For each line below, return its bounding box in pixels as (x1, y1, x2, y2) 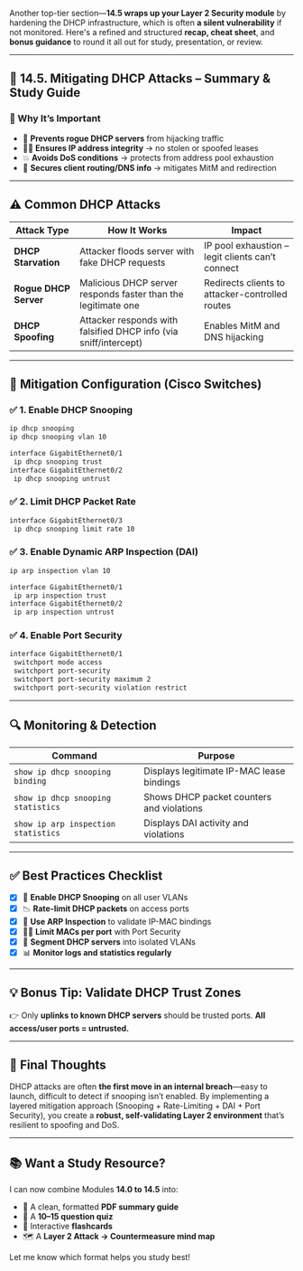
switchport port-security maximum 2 (13, 675, 151, 684)
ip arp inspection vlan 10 (9, 566, 111, 575)
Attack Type (15, 223, 69, 236)
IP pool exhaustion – (204, 239, 289, 251)
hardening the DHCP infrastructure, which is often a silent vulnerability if (9, 17, 282, 28)
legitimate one (79, 298, 140, 311)
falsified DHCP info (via (79, 325, 179, 337)
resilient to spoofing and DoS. (9, 1120, 120, 1131)
